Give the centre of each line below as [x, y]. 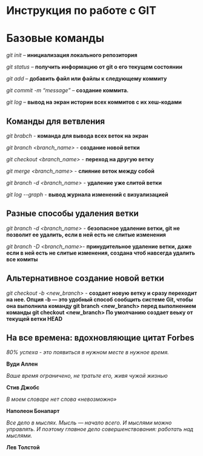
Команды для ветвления [55, 121]
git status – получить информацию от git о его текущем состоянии [95, 67]
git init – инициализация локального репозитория [72, 55]
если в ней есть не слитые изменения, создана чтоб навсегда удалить [101, 253]
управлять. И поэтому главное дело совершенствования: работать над [100, 429]
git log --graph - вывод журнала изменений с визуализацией [87, 194]
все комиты [22, 259]
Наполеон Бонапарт [33, 411]
